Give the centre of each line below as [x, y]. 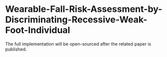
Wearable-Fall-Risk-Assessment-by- [84, 9]
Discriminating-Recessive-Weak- [76, 20]
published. [16, 49]
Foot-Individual [38, 30]
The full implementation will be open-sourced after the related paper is [78, 44]
